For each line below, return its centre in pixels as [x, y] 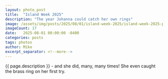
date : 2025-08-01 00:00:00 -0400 [42, 33]
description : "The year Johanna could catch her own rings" [69, 19]
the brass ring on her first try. [35, 71]
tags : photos [19, 42]
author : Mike [19, 47]
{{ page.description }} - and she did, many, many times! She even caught [80, 66]
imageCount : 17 [21, 28]
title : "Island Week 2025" [34, 14]
